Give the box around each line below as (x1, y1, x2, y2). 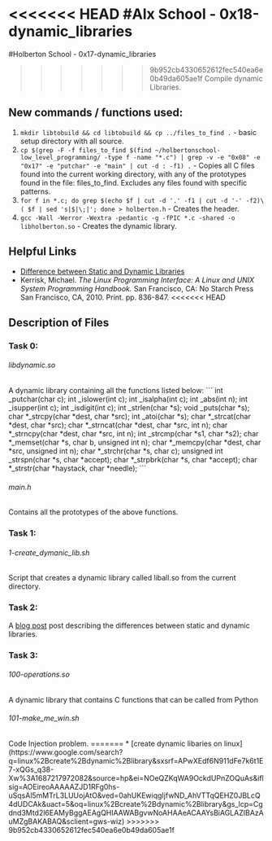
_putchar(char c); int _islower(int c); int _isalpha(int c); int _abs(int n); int (8, 394, 248, 404)
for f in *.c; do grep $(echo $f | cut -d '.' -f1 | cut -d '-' (19, 196, 243, 204)
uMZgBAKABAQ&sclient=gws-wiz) (8, 817, 125, 826)
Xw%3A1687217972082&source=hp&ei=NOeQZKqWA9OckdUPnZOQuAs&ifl (8, 773, 264, 783)
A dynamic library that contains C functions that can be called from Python (8, 694, 258, 704)
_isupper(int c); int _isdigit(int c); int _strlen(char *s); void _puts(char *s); (8, 403, 250, 413)
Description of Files (8, 315, 110, 330)
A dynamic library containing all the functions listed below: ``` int (8, 386, 223, 396)
